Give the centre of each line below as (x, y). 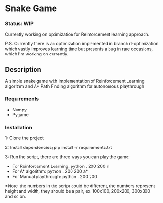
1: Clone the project (25, 138)
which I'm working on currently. (37, 54)
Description (23, 69)
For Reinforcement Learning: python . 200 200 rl (61, 166)
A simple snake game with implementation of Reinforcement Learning (75, 81)
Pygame (20, 114)
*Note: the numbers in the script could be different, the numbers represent (80, 186)
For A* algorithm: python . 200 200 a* (50, 171)
